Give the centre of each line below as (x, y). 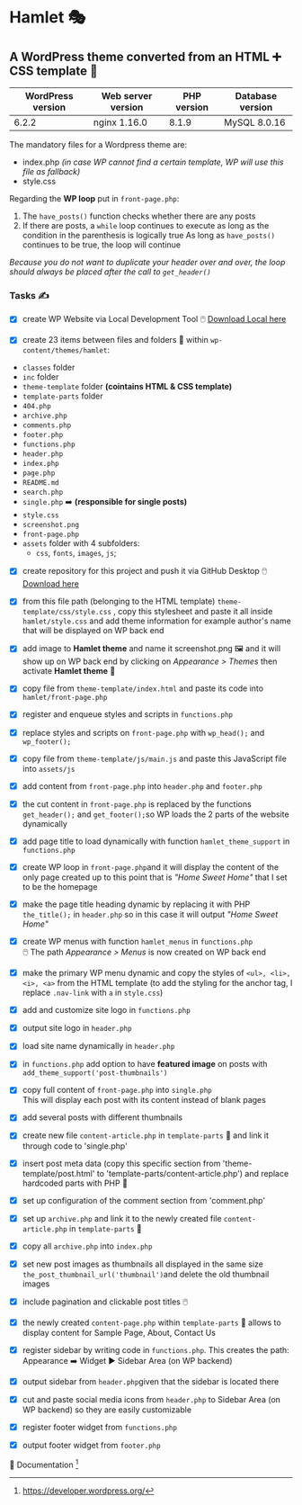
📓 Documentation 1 (44, 1464)
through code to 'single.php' (75, 1146)
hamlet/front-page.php (65, 698)
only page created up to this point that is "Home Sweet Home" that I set (155, 877)
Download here (50, 584)
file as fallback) (51, 171)
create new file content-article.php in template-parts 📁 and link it (146, 1135)
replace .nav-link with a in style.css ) (93, 993)
